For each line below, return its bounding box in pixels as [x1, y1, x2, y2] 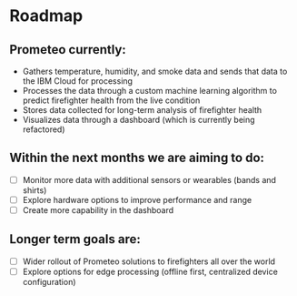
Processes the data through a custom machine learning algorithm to [22, 86, 277, 96]
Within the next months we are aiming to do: [9, 150, 265, 166]
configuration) [22, 276, 76, 287]
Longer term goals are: [9, 231, 141, 247]
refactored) [22, 124, 65, 135]
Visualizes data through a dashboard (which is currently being [22, 115, 256, 125]
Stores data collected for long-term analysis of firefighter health [22, 105, 262, 115]
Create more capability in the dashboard [22, 204, 174, 215]
